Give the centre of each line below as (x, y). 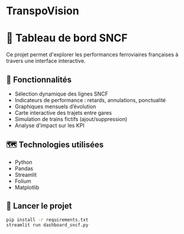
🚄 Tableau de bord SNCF (67, 38)
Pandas (24, 168)
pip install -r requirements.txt (47, 220)
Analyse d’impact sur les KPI (49, 125)
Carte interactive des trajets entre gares (63, 113)
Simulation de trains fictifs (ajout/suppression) (71, 119)
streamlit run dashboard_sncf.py (47, 225)
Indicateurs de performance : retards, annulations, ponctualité (90, 100)
